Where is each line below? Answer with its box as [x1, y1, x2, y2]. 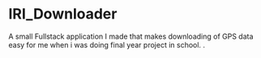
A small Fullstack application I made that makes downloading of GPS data [8, 31, 254, 41]
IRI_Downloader [8, 5, 118, 23]
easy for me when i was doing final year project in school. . [8, 39, 205, 49]
